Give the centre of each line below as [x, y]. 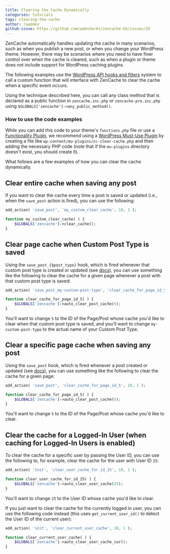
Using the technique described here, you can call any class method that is [82, 95]
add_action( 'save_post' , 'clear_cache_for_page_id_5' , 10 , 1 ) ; [75, 385]
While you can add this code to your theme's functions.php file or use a [80, 131]
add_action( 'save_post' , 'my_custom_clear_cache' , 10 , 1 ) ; [71, 210]
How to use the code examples [44, 119]
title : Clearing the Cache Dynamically [47, 10]
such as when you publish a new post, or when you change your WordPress [84, 49]
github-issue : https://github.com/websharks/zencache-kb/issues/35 [78, 29]
